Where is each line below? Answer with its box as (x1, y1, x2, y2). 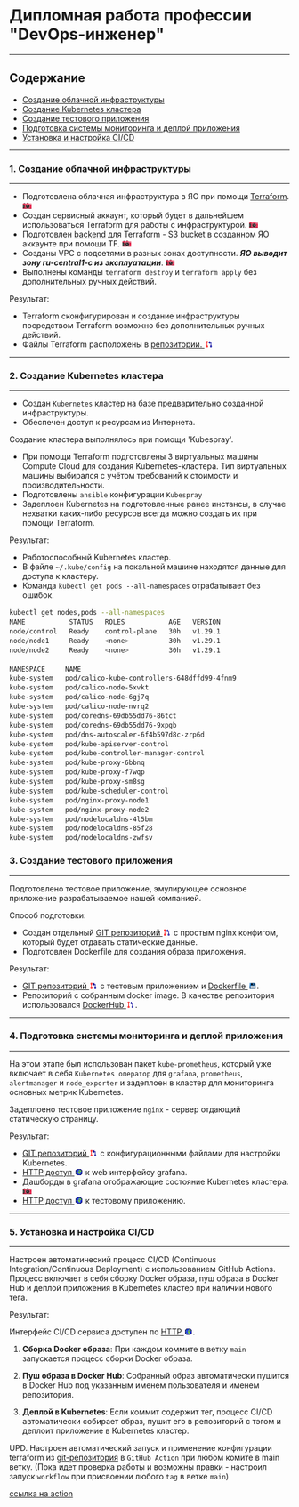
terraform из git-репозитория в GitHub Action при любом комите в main (9, 1452, 280, 1463)
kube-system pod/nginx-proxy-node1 (9, 795, 149, 805)
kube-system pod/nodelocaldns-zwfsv (9, 834, 153, 842)
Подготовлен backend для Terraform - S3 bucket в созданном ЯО (21, 229, 270, 240)
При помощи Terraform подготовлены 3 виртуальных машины (21, 451, 259, 463)
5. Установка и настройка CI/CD (9, 1225, 155, 1237)
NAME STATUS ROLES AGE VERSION (9, 617, 221, 627)
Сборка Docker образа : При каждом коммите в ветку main (21, 1344, 246, 1355)
